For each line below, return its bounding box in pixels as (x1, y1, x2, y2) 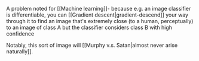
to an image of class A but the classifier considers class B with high (6, 24, 172, 31)
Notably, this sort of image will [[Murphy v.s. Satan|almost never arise (6, 41, 178, 49)
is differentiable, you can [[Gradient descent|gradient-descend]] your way (6, 11, 189, 18)
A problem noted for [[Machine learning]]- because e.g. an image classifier (6, 5, 191, 12)
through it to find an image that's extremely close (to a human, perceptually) (6, 18, 194, 24)
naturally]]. (6, 48, 33, 55)
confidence (6, 30, 35, 37)
